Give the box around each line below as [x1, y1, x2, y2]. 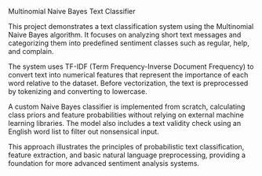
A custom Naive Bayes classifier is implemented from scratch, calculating [8, 102, 246, 111]
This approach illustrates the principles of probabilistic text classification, [8, 142, 245, 151]
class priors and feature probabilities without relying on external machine [8, 110, 245, 120]
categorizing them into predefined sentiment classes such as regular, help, [8, 38, 249, 48]
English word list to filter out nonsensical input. [8, 127, 159, 136]
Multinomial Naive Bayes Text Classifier [8, 7, 136, 16]
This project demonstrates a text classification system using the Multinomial [8, 22, 254, 31]
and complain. [8, 47, 54, 56]
